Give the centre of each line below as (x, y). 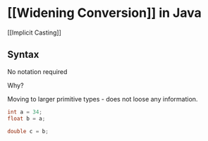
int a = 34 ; (25, 112)
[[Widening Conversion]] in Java (105, 13)
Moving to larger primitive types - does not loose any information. (103, 99)
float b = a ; (26, 118)
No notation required (37, 71)
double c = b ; (28, 131)
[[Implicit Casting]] (35, 32)
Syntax (23, 55)
